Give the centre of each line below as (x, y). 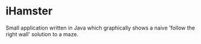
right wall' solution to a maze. (42, 34)
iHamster (29, 11)
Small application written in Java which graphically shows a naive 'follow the (100, 28)
